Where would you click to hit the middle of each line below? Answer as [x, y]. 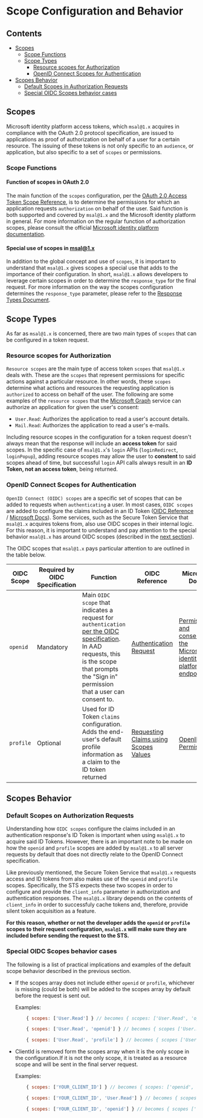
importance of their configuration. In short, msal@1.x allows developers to [97, 274]
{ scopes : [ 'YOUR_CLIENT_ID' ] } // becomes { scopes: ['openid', [110, 1087]
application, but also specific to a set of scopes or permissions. [84, 152]
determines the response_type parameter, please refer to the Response [94, 294]
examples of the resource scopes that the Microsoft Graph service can [94, 401]
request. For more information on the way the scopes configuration [90, 287]
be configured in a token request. [48, 340]
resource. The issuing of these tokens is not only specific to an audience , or [100, 146]
